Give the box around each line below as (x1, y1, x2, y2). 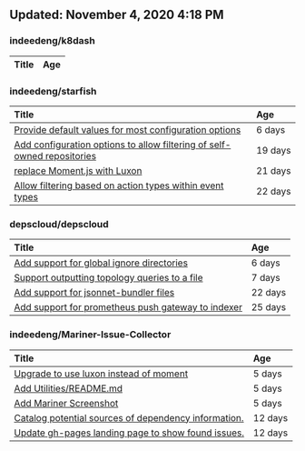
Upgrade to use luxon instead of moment (14, 367, 189, 380)
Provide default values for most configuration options (14, 123, 241, 135)
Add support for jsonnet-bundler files (14, 286, 175, 299)
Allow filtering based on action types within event (14, 179, 224, 192)
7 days (251, 272, 280, 285)
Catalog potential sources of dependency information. (14, 411, 244, 424)
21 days (255, 164, 291, 176)
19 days (255, 144, 291, 156)
